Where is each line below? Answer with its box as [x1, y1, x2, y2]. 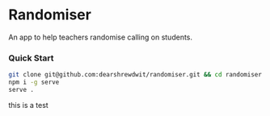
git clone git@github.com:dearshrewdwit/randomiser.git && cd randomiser [8, 71, 263, 79]
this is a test [8, 100, 49, 110]
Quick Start [8, 52, 54, 64]
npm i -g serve [8, 78, 60, 86]
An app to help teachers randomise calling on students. [8, 32, 192, 42]
